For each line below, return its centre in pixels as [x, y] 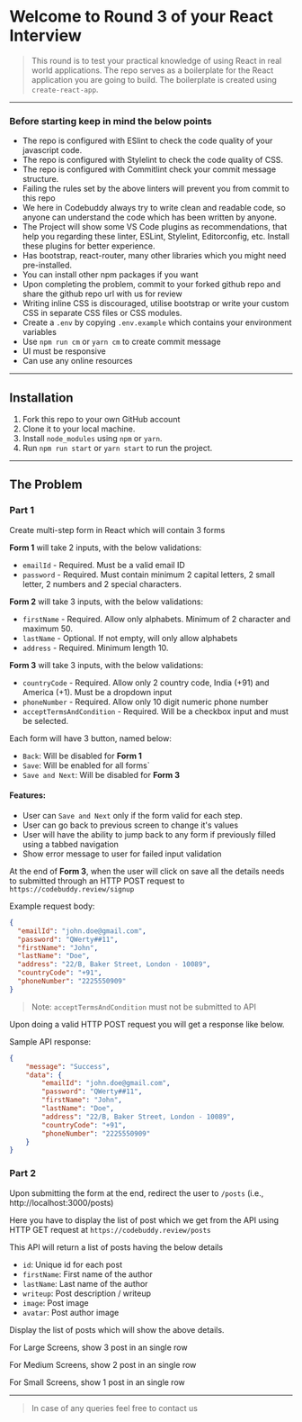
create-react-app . [65, 89]
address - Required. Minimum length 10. [95, 648]
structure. [40, 179]
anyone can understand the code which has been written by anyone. [149, 217]
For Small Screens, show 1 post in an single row [98, 1382]
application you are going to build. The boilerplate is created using [154, 79]
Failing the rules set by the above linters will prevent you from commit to [155, 189]
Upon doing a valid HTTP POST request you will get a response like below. [147, 1024]
